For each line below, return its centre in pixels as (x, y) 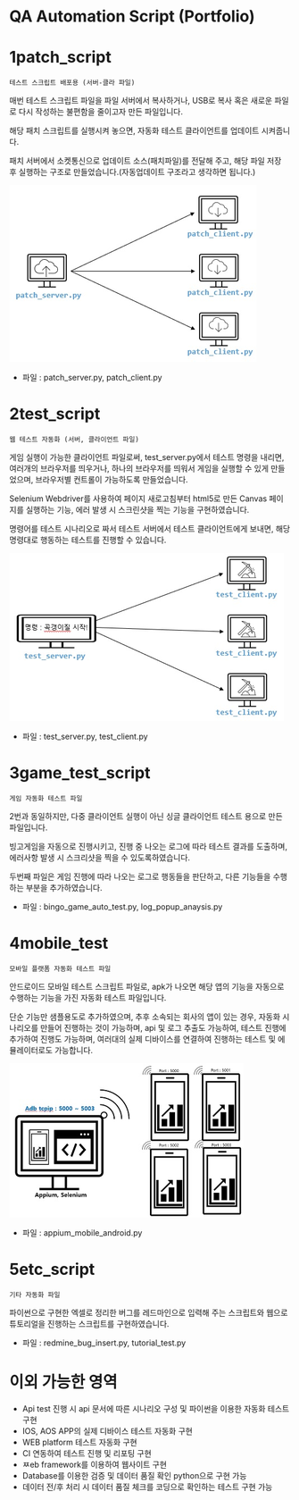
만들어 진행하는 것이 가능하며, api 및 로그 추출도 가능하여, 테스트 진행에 (163, 1027)
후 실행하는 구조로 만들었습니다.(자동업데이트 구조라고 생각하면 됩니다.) (133, 172)
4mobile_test (59, 943)
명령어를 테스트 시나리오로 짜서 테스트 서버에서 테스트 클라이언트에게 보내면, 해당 (150, 529)
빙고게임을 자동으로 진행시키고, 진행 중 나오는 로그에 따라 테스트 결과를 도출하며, (149, 846)
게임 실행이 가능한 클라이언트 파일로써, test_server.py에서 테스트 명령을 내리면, (147, 457)
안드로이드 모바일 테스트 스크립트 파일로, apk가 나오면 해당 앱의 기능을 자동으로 (147, 986)
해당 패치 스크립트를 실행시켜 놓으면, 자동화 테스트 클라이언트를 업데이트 (134, 130)
